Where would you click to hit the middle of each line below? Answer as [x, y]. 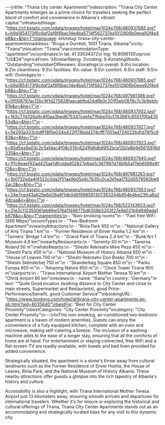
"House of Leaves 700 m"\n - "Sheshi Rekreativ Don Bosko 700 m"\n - [77, 257]
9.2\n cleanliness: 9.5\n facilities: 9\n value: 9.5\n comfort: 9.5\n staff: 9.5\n [82, 70]
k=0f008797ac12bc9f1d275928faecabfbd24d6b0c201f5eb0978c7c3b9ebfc [82, 101]
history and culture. [25, 382]
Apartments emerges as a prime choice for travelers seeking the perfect [78, 12]
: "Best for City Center [94, 304]
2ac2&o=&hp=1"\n [24, 184]
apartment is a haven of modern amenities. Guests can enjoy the [70, 320]
